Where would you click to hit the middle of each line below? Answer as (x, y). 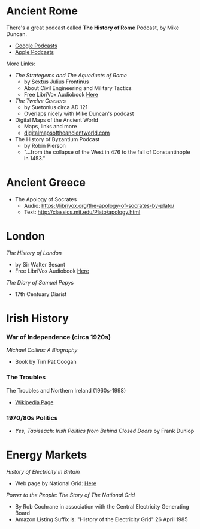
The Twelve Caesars (40, 101)
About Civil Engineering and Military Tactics (78, 88)
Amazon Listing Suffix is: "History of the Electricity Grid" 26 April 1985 (101, 519)
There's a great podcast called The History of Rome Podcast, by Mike (93, 28)
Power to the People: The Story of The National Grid (71, 495)
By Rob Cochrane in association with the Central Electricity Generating (102, 506)
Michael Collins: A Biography (42, 350)
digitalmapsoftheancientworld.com (67, 133)
